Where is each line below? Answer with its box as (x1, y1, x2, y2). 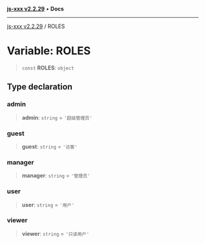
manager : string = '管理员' (21, 172, 91, 179)
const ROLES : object (21, 64, 75, 71)
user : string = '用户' (21, 201, 75, 208)
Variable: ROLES (7, 44, 91, 58)
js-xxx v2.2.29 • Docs (7, 5, 64, 12)
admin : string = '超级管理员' (21, 114, 92, 121)
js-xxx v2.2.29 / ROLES (7, 23, 65, 30)
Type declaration (7, 82, 72, 92)
